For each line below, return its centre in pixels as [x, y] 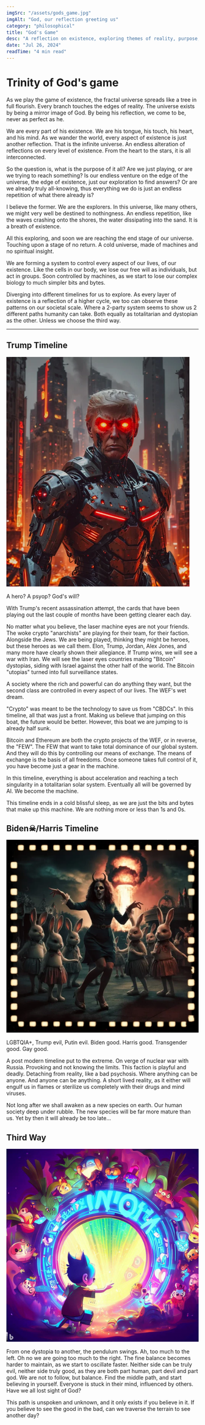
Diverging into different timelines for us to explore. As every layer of [92, 294]
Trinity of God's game [63, 83]
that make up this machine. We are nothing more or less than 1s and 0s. [96, 809]
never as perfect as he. [35, 119]
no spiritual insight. [30, 251]
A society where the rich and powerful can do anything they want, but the [99, 684]
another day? [23, 1416]
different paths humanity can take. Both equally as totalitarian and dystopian [102, 314]
